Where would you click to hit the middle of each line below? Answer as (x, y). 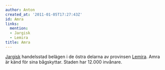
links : (12, 24)
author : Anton (20, 10)
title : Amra (18, 42)
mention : (19, 28)
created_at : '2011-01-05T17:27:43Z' (44, 14)
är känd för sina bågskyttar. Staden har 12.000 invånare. (64, 62)
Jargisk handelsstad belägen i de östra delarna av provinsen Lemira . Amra (83, 56)
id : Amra (14, 19)
